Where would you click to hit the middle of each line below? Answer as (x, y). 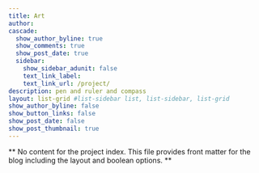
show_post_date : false (47, 121)
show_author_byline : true (59, 38)
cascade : (23, 31)
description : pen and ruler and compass (78, 91)
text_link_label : (52, 76)
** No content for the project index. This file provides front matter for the (129, 151)
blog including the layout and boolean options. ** (90, 160)
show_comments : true (50, 46)
